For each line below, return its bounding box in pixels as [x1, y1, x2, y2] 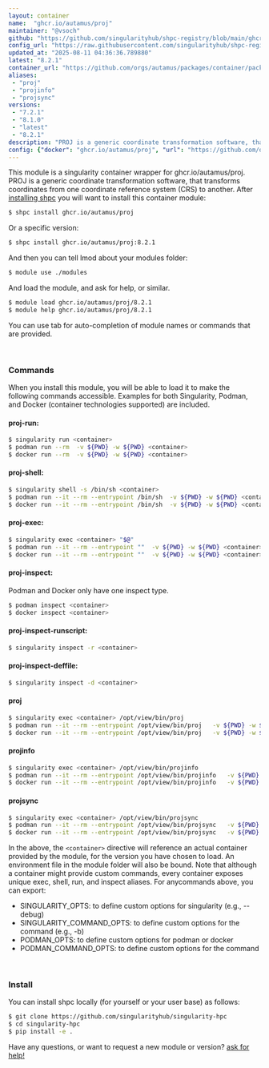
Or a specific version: [8, 223, 79, 233]
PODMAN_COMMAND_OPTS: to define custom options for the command [19, 944, 259, 954]
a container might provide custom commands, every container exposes [8, 869, 243, 878]
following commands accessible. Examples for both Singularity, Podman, [8, 391, 248, 401]
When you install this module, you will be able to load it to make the [8, 383, 231, 392]
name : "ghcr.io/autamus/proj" [8, 19, 113, 27]
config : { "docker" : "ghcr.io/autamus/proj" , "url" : [8, 146, 184, 154]
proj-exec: [8, 518, 44, 528]
